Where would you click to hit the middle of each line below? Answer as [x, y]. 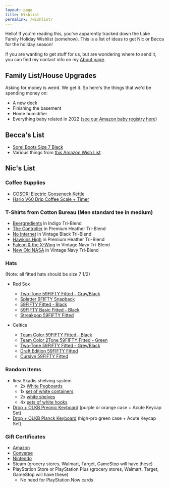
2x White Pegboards [41, 386]
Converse [23, 453]
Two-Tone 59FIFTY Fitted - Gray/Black [60, 294]
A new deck [25, 103]
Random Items [23, 370]
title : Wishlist [22, 15]
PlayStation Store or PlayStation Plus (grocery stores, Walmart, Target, [86, 469]
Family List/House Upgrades [51, 76]
